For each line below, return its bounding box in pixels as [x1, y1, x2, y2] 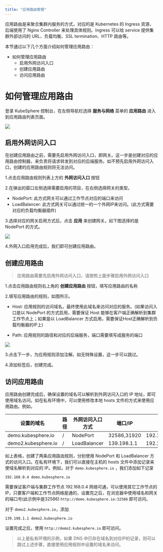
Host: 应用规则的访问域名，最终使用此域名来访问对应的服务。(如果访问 [12, 304, 153, 310]
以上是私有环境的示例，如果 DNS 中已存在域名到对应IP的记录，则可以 [16, 535, 156, 541]
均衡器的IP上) [16, 322, 44, 328]
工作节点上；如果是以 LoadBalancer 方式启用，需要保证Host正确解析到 [12, 316, 154, 322]
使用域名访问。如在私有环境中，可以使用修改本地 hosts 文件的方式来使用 [5, 398, 150, 403]
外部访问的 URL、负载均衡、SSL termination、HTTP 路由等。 [9, 33, 131, 39]
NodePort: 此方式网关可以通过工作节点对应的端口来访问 [12, 195, 123, 201]
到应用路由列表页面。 [5, 114, 48, 119]
